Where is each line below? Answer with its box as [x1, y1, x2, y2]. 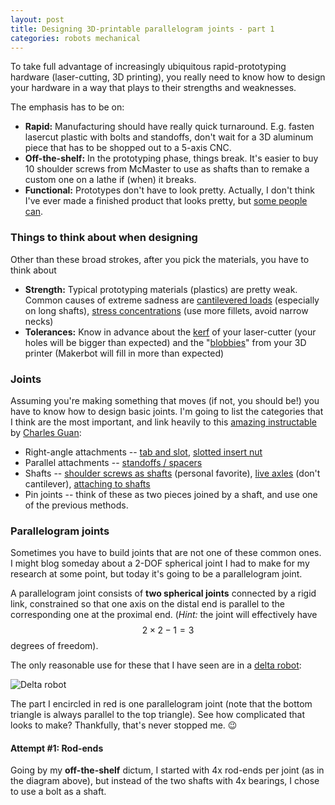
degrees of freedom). [10, 640, 99, 652]
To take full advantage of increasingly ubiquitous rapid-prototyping [10, 61, 287, 73]
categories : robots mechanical [10, 33, 141, 43]
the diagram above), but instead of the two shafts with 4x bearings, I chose [10, 775, 320, 787]
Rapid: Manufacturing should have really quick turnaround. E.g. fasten [24, 121, 315, 133]
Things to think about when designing [10, 231, 198, 245]
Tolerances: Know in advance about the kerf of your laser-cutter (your [24, 326, 317, 338]
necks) [24, 315, 54, 327]
